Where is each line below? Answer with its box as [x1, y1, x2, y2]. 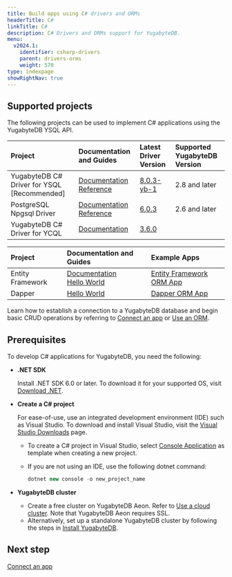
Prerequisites [7, 334, 66, 346]
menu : [7, 36, 23, 43]
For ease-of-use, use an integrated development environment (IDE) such [17, 414, 224, 421]
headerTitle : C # [7, 17, 54, 24]
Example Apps [151, 253, 200, 263]
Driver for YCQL [10, 229, 62, 238]
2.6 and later [175, 204, 217, 214]
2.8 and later [175, 180, 217, 190]
